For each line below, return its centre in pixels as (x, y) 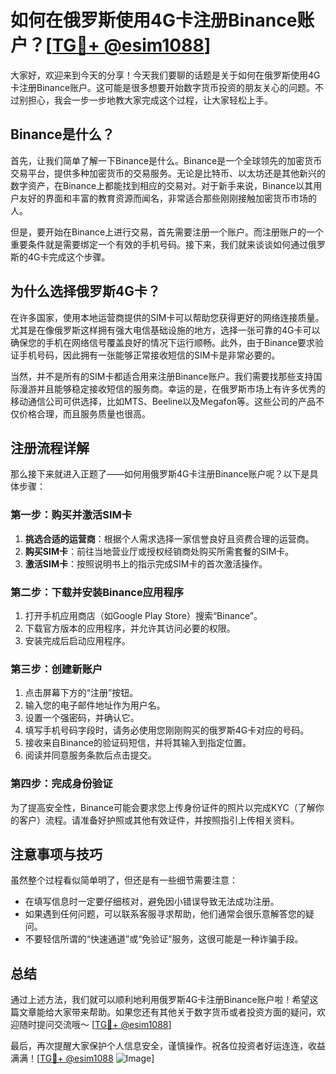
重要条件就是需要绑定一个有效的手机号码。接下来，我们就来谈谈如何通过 (159, 244)
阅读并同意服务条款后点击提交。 (90, 755)
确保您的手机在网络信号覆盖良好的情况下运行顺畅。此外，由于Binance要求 (163, 342)
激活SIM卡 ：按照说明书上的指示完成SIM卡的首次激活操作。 (146, 563)
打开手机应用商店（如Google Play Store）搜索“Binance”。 (143, 615)
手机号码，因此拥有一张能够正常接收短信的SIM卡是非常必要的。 (149, 355)
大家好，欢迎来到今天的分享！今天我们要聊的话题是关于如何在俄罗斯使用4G (165, 75)
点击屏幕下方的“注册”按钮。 (81, 693)
